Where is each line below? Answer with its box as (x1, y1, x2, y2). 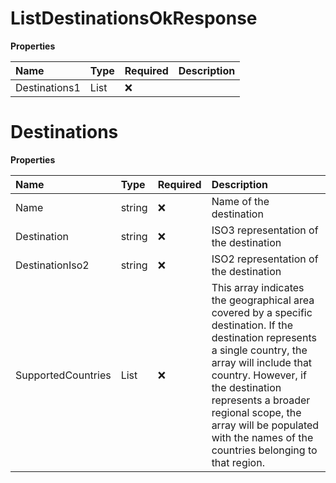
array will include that (211, 355, 313, 369)
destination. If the (211, 318, 294, 332)
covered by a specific (211, 305, 313, 319)
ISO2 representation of (211, 252, 319, 266)
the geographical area (211, 293, 315, 307)
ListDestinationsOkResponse (10, 7, 258, 30)
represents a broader (211, 393, 311, 407)
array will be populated (211, 418, 320, 432)
